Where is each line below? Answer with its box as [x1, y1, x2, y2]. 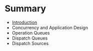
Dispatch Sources [11, 40, 49, 46]
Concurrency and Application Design [11, 24, 88, 30]
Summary [4, 3, 46, 14]
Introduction [11, 19, 37, 25]
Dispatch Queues [11, 35, 48, 41]
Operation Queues [11, 30, 50, 36]
